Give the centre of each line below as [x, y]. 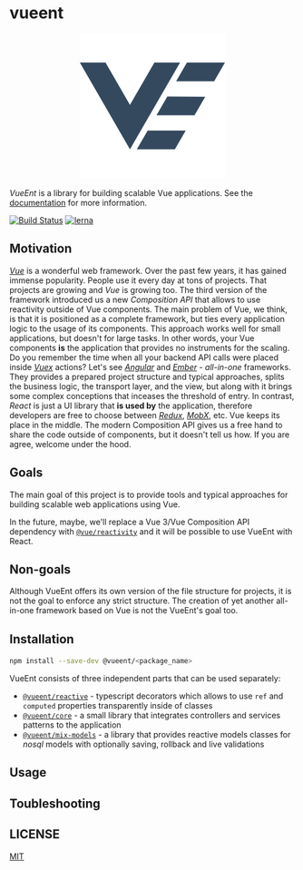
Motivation [41, 249]
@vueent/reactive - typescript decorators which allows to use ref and [153, 696]
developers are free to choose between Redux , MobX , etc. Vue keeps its [145, 415]
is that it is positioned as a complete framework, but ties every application [147, 318]
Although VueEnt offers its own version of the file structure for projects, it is [151, 591]
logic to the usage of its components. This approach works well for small [145, 328]
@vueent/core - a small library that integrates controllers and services [151, 716]
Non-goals [40, 569]
